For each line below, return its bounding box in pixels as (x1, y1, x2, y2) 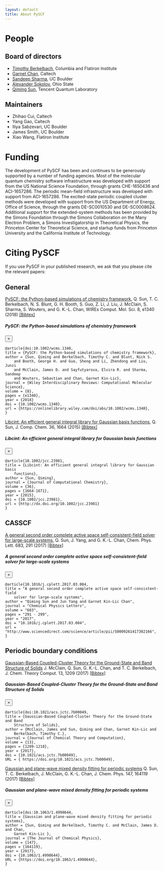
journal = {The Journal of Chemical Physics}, (5, 836, 102, 841)
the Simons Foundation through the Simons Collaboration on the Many (5, 214, 147, 221)
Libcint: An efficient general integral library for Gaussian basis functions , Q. (5, 419, 157, 425)
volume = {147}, (5, 840, 38, 845)
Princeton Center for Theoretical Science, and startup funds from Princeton (5, 225, 158, 231)
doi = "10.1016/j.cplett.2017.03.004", (5, 620, 87, 625)
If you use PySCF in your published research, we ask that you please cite (5, 263, 152, 270)
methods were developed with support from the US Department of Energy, (5, 199, 156, 205)
